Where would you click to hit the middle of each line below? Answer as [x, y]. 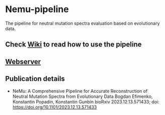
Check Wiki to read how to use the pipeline [73, 45]
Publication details [35, 79]
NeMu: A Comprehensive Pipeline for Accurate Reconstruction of [80, 91]
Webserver [23, 62]
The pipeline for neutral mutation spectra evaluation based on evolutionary [82, 23]
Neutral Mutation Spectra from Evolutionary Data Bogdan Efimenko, [82, 96]
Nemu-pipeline [37, 9]
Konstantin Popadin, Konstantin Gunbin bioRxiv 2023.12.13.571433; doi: [86, 101]
